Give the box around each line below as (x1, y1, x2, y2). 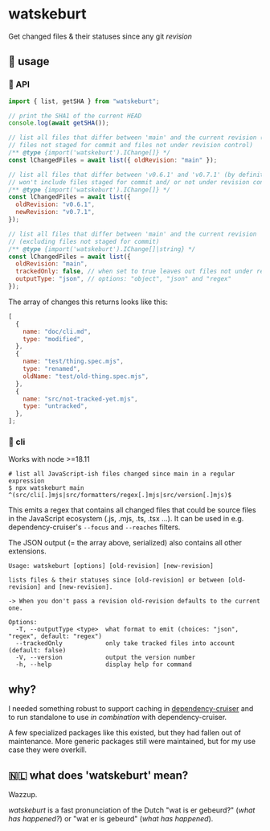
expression (8, 477, 45, 485)
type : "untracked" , (22, 402, 88, 410)
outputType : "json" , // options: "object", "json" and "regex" (15, 275, 231, 283)
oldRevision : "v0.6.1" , (15, 200, 95, 209)
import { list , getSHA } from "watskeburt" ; (8, 97, 160, 105)
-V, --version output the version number (15, 653, 196, 662)
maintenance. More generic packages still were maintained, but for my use (8, 737, 256, 747)
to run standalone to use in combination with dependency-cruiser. (8, 713, 227, 722)
